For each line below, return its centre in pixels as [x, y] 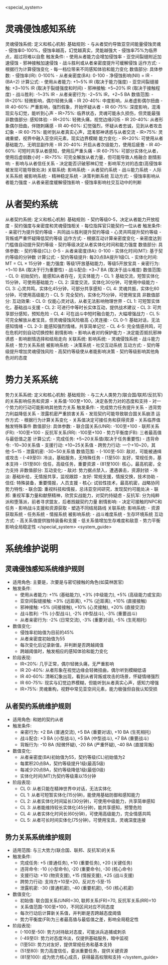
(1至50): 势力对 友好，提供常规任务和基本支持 [66, 944]
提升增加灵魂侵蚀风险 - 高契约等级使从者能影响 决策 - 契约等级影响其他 [82, 351]
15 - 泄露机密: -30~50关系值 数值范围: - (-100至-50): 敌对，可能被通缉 [90, 451]
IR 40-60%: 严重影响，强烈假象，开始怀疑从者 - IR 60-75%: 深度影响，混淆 [83, 107]
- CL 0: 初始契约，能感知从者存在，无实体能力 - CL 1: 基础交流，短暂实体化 [82, 276]
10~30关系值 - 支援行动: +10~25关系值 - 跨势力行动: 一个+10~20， [83, 445]
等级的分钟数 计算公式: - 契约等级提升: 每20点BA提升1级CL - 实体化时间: [83, 257]
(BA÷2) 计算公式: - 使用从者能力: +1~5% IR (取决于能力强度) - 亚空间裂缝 [80, 81]
